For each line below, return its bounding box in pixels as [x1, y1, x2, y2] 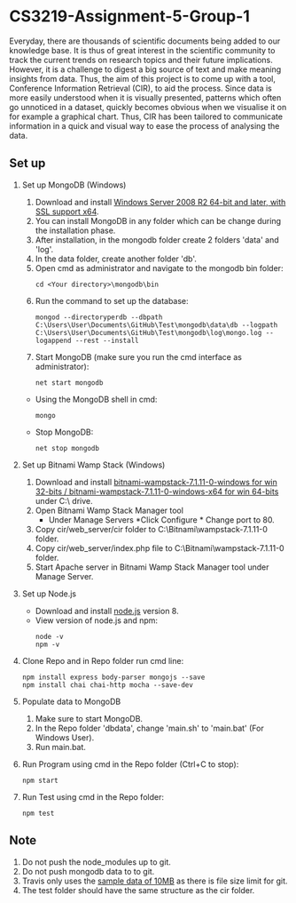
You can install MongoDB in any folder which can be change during [35, 215, 282, 226]
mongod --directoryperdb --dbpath [35, 313, 163, 322]
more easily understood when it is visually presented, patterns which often [9, 92, 282, 103]
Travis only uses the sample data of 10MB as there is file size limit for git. [21, 875, 288, 886]
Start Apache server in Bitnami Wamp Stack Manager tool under [35, 562, 269, 572]
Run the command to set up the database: [35, 295, 189, 306]
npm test [21, 809, 55, 818]
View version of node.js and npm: [35, 615, 158, 626]
